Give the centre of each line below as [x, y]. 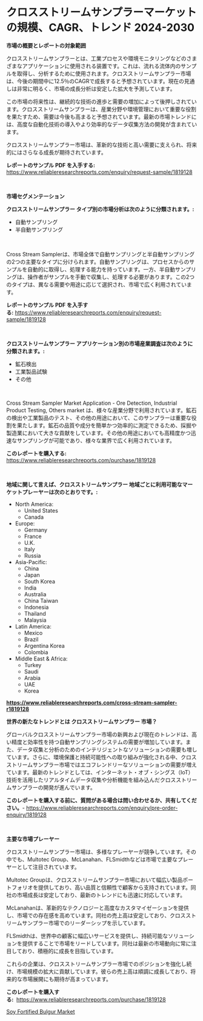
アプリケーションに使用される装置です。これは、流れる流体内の [101, 66]
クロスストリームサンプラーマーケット [101, 12]
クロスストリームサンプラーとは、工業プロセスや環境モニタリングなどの [96, 58]
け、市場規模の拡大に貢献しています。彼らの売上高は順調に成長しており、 [98, 971]
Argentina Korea [44, 645]
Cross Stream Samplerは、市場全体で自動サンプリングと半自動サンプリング [101, 254]
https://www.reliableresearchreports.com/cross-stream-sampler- [92, 702]
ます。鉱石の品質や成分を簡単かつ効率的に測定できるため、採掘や [115, 425]
